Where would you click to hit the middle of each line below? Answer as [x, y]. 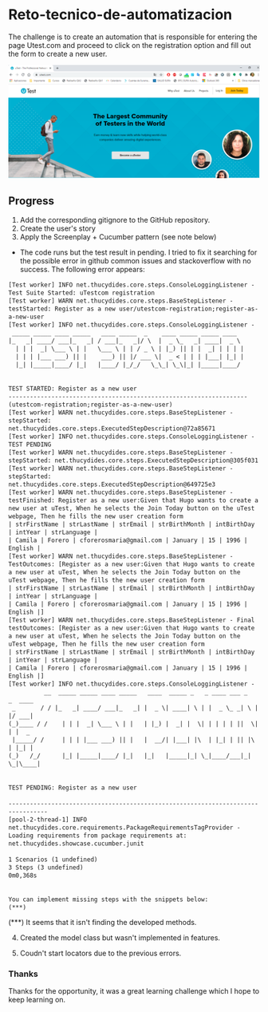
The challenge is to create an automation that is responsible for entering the [133, 37]
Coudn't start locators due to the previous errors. [100, 953]
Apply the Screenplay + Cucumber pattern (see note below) [118, 237]
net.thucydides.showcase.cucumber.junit [77, 844]
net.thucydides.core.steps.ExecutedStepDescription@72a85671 [112, 429]
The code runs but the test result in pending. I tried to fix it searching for [138, 252]
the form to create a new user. [58, 53]
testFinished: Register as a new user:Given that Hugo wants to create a [134, 500]
